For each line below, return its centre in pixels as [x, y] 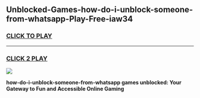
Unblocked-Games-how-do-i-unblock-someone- [100, 10]
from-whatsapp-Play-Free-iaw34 [70, 19]
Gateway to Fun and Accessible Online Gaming [65, 88]
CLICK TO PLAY [29, 36]
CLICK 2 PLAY [27, 58]
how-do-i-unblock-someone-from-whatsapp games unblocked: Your [94, 82]
